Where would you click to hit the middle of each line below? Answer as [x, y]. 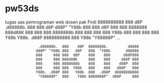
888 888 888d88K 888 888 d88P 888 [87, 59]
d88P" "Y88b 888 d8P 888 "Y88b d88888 [87, 51]
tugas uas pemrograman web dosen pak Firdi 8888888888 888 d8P [74, 22]
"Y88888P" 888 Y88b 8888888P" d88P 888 [88, 76]
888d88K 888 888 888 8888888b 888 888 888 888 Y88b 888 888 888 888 [82, 32]
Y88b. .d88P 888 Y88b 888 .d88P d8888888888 [87, 72]
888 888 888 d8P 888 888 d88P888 [87, 55]
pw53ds [22, 9]
